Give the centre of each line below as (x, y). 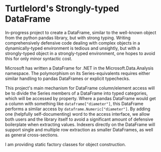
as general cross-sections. (32, 135)
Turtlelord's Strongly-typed (62, 9)
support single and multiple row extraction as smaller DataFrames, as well (79, 129)
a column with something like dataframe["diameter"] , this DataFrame (74, 103)
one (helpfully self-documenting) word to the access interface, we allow (78, 114)
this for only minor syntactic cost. (39, 58)
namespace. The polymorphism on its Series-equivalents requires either (78, 73)
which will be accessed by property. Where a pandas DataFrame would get (80, 98)
